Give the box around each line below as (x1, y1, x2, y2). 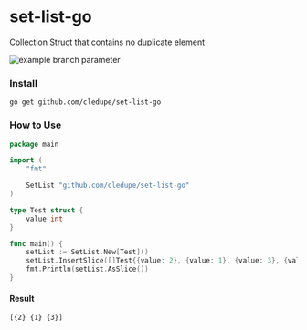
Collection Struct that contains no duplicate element (9, 36, 206, 47)
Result (9, 293, 35, 304)
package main (9, 139, 59, 149)
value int (26, 214, 64, 223)
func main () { (9, 239, 64, 248)
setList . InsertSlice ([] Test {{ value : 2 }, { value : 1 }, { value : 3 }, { (26, 256, 289, 265)
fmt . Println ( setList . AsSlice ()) (26, 264, 149, 274)
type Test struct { (9, 205, 84, 215)
